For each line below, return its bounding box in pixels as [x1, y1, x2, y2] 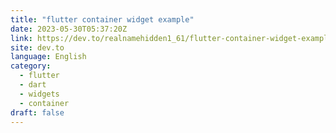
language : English [10, 52, 87, 62]
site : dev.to [10, 42, 65, 53]
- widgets [19, 89, 60, 99]
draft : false [10, 107, 65, 118]
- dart [19, 80, 47, 90]
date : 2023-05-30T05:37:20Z [10, 24, 128, 34]
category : [10, 61, 52, 71]
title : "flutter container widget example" [10, 14, 195, 25]
